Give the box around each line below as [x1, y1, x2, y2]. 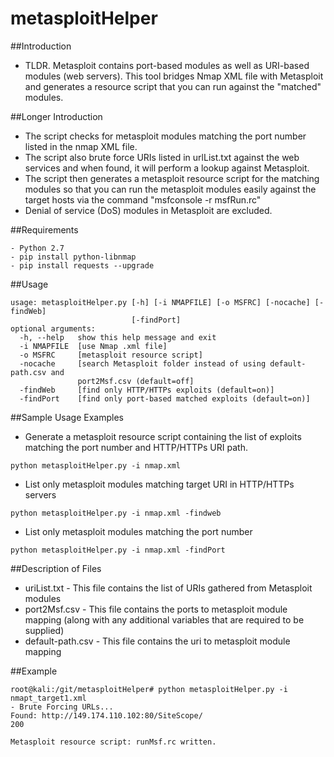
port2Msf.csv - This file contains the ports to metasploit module [24, 603, 288, 615]
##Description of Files [10, 562, 102, 574]
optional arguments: [10, 323, 97, 334]
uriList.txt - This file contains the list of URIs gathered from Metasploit [24, 582, 313, 594]
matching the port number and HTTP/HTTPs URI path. [24, 441, 248, 453]
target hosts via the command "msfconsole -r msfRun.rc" [24, 193, 262, 206]
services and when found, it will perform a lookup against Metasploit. [24, 162, 310, 174]
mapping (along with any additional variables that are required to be [24, 613, 305, 626]
